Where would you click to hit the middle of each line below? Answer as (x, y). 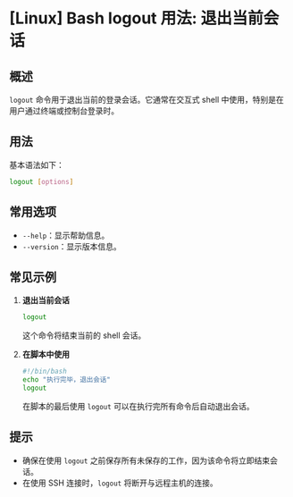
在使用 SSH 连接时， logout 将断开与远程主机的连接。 (120, 483)
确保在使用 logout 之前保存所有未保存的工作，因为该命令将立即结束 (146, 460)
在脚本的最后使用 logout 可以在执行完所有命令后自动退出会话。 (138, 406)
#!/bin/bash (44, 372)
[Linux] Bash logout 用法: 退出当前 (136, 18)
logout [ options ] (42, 181)
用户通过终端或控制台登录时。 (64, 111)
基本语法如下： (37, 164)
